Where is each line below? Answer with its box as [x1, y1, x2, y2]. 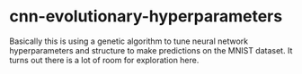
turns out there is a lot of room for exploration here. [9, 54, 200, 65]
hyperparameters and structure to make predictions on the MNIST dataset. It [9, 45, 293, 55]
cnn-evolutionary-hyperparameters [9, 6, 283, 27]
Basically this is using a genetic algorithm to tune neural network [9, 36, 249, 46]
